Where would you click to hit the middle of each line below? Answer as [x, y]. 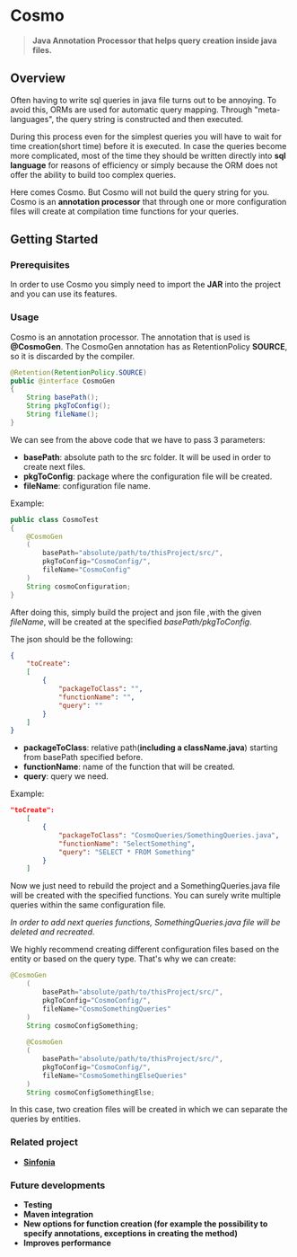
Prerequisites [40, 265]
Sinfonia [39, 1162]
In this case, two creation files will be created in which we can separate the [149, 1110]
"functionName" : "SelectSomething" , [127, 844]
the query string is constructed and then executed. [150, 119]
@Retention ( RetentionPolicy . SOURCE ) [79, 372]
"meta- [267, 110]
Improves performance [67, 1243]
